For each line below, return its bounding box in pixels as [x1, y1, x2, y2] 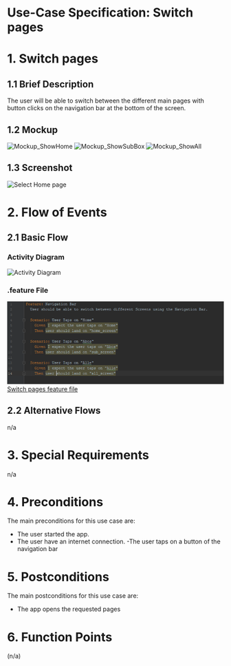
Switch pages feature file [7, 384, 78, 393]
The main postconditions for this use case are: [7, 592, 139, 600]
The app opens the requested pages [16, 605, 121, 614]
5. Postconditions [7, 569, 110, 585]
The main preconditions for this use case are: [7, 517, 135, 525]
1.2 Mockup [7, 124, 58, 136]
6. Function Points [7, 629, 113, 645]
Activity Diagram [7, 253, 65, 262]
